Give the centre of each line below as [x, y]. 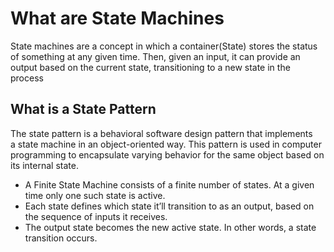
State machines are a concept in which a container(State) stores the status [164, 46]
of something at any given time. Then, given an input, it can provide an [155, 56]
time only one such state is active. [95, 195]
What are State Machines [117, 18]
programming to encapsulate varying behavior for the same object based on [167, 154]
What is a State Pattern [83, 109]
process [27, 78]
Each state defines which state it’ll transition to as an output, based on [169, 206]
